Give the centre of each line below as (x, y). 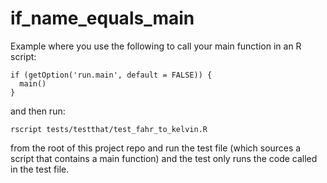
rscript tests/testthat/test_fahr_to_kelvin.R (109, 129)
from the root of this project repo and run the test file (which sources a (156, 148)
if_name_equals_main (102, 18)
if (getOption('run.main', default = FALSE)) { (111, 75)
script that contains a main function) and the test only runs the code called (164, 158)
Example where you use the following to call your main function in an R (156, 46)
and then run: (38, 111)
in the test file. (40, 169)
